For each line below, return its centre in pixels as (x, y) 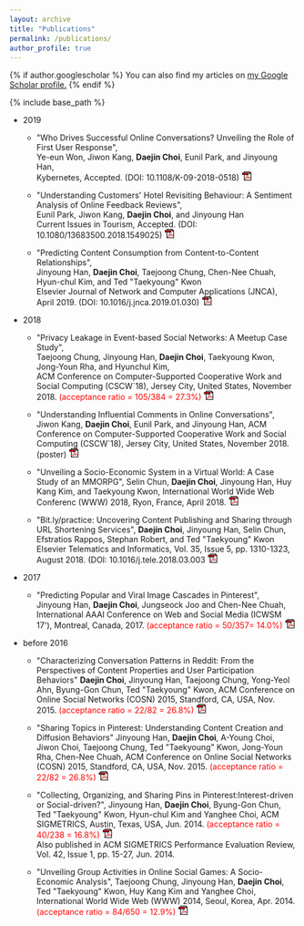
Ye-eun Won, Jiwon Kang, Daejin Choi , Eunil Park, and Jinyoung (157, 157)
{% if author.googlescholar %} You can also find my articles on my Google (149, 75)
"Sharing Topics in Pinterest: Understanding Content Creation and (160, 728)
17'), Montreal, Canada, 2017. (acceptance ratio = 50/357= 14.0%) (159, 625)
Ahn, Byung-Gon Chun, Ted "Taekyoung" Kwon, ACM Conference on (166, 690)
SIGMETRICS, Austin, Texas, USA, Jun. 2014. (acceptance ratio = (158, 824)
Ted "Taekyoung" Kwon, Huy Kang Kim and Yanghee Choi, (146, 891)
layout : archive (40, 19)
